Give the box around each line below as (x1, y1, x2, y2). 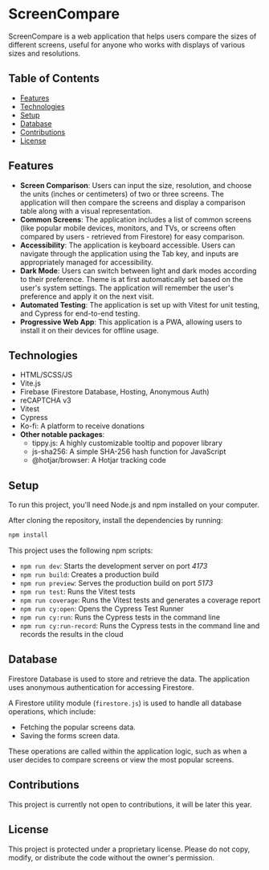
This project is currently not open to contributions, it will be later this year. (8, 799, 253, 809)
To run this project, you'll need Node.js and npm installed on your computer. (8, 500, 259, 510)
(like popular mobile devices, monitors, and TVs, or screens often (19, 223, 236, 233)
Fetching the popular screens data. (19, 722, 137, 732)
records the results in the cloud (19, 630, 124, 639)
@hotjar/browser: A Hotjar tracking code (31, 455, 166, 465)
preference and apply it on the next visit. (19, 291, 154, 301)
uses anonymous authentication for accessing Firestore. (8, 682, 194, 692)
